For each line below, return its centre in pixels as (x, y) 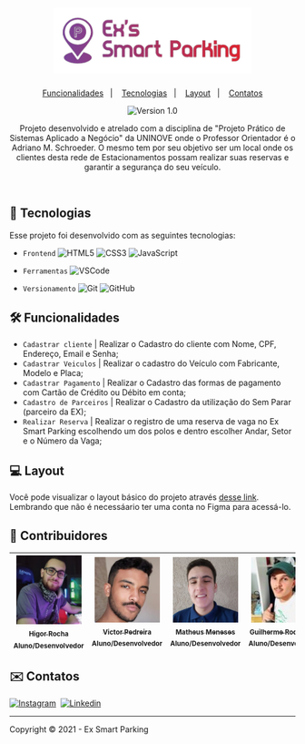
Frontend (39, 253)
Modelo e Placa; (53, 373)
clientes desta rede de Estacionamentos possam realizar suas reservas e (152, 157)
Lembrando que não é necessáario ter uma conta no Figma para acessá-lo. (150, 507)
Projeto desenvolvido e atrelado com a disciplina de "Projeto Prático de (152, 128)
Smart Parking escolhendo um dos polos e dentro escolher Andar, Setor (157, 432)
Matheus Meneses (206, 632)
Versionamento (49, 289)
